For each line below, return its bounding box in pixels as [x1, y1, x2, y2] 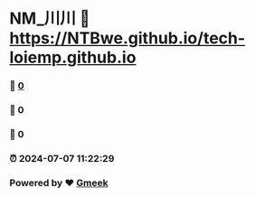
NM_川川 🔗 [9, 8, 90, 29]
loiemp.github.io [9, 47, 137, 68]
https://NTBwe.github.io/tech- [9, 28, 246, 49]
